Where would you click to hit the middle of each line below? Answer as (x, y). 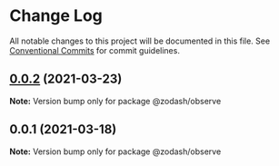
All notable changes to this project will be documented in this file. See (140, 41)
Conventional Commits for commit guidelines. (95, 50)
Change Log (56, 16)
